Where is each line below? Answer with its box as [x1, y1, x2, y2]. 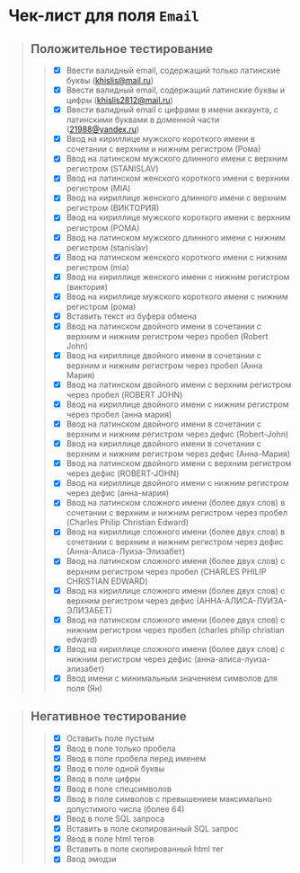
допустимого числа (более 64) [66, 804, 185, 814]
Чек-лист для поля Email [8, 5, 199, 26]
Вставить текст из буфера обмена [66, 311, 197, 322]
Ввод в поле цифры [66, 773, 141, 784]
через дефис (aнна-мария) [66, 488, 170, 498]
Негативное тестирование [30, 709, 187, 724]
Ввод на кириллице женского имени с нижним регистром [66, 271, 290, 282]
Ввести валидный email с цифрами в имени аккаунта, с [66, 104, 279, 115]
